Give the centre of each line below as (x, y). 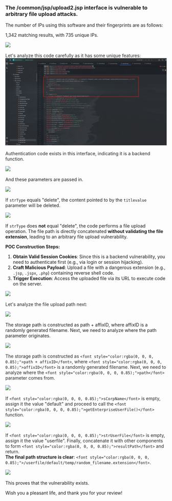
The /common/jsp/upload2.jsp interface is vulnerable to (77, 8)
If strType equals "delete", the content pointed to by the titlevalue (76, 200)
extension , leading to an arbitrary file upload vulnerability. (67, 237)
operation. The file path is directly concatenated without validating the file (84, 231)
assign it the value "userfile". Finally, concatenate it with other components (84, 441)
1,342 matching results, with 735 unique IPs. (52, 35)
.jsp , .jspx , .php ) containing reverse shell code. (63, 273)
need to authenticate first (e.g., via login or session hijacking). (78, 262)
